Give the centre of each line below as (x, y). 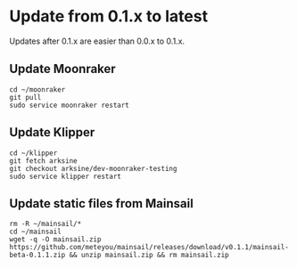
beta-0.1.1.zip (37, 256)
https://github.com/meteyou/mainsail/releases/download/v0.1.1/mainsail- (149, 248)
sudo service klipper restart (66, 176)
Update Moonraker (62, 69)
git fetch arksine (43, 161)
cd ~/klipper (33, 153)
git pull (25, 97)
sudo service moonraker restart (69, 105)
